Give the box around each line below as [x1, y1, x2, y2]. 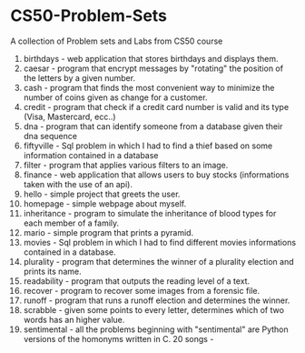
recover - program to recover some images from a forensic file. [23, 285, 261, 296]
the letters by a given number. [23, 72, 135, 83]
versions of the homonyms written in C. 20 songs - [23, 333, 214, 344]
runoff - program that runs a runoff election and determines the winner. [23, 295, 290, 306]
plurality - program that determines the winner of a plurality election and [23, 256, 294, 267]
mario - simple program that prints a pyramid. [23, 227, 194, 237]
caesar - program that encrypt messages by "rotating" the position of [23, 63, 284, 74]
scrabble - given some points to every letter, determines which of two [23, 304, 285, 315]
